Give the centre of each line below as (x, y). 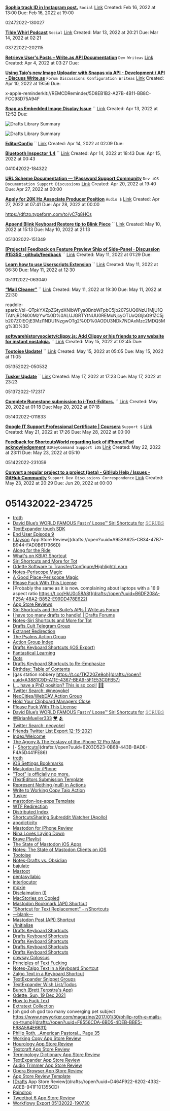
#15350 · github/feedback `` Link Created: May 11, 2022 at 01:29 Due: (79, 254)
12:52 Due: (16, 114)
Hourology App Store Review (43, 1043)
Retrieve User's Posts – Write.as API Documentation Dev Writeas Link (79, 57)
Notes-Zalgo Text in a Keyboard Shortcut (56, 968)
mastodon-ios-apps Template (44, 801)
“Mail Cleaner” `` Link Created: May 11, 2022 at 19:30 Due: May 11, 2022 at (83, 289)
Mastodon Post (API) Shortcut (44, 920)
